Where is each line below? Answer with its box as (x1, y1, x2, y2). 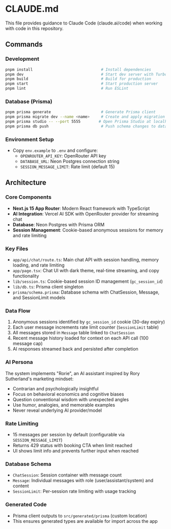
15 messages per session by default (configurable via (12, 431, 125, 437)
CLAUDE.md (5, 3, 59, 15)
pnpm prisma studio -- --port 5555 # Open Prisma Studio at (5, 119, 152, 124)
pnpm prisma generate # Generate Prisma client (5, 110, 156, 115)
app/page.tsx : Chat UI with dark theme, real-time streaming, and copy (12, 268, 159, 274)
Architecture (5, 178, 47, 187)
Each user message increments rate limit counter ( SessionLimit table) (12, 324, 159, 330)
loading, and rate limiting (12, 262, 65, 268)
